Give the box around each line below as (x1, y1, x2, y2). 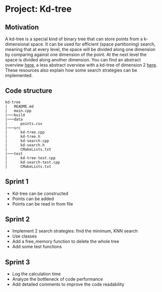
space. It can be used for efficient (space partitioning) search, (30, 41, 156, 47)
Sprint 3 (5, 258, 30, 266)
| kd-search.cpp (5, 138, 49, 143)
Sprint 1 (5, 178, 29, 186)
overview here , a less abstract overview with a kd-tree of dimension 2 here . (5, 62, 158, 68)
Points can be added (12, 195, 54, 202)
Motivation (5, 23, 39, 31)
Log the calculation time (12, 271, 61, 277)
